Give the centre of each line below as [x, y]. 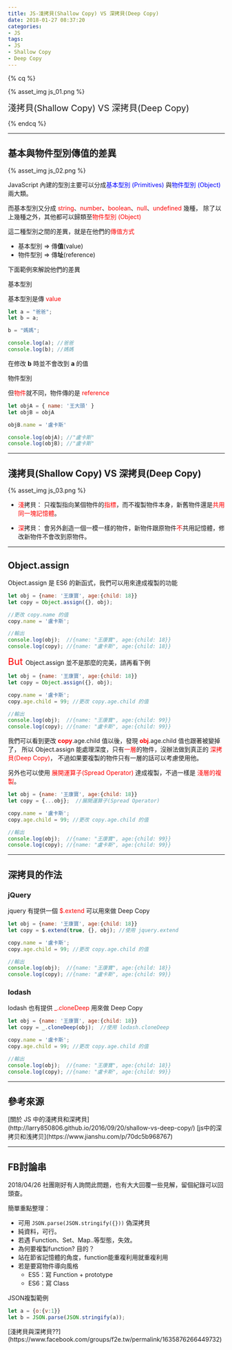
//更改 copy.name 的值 [38, 615]
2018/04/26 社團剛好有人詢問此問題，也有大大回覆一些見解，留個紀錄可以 [113, 1185]
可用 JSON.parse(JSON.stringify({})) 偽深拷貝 [84, 1223]
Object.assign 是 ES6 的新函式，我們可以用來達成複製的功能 [93, 582]
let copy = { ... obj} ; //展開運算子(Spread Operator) [84, 801]
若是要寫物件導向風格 [48, 1266]
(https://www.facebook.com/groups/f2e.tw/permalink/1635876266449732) [115, 1339]
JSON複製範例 [28, 1298]
